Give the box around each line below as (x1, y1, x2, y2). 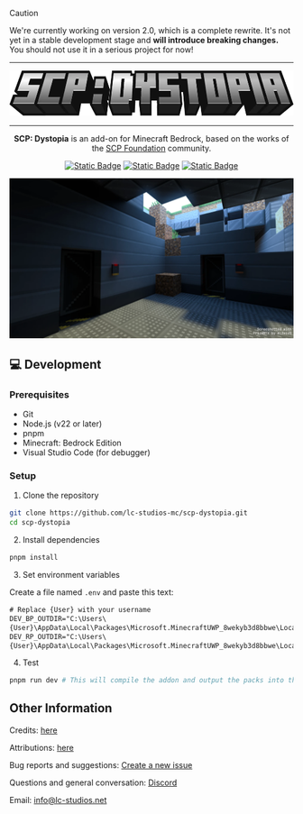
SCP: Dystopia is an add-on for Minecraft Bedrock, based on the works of (13, 133, 290, 143)
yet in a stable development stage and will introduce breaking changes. (9, 35, 280, 45)
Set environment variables (22, 570, 120, 581)
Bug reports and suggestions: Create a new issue (9, 759, 193, 770)
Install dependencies (22, 535, 101, 545)
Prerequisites (9, 388, 69, 400)
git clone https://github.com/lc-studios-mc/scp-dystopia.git (9, 508, 248, 517)
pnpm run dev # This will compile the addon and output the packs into (9, 676, 284, 685)
